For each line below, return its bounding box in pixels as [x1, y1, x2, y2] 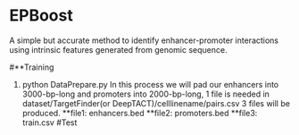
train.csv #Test [21, 117, 78, 128]
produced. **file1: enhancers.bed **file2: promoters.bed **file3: [21, 107, 258, 118]
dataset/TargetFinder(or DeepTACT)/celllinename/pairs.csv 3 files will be [21, 97, 290, 108]
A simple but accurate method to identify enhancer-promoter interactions [9, 35, 279, 46]
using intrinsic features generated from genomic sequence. [9, 44, 228, 55]
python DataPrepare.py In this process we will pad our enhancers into [21, 79, 279, 89]
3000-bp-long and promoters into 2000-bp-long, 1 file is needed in [21, 89, 270, 99]
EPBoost [9, 5, 73, 26]
